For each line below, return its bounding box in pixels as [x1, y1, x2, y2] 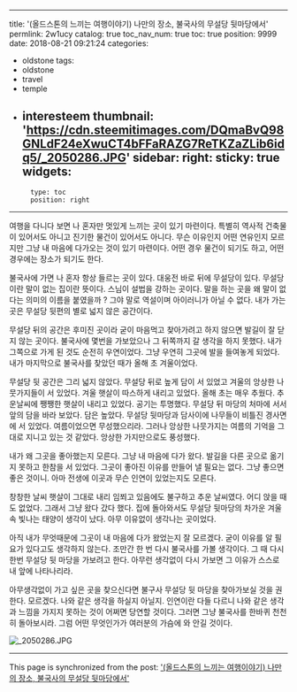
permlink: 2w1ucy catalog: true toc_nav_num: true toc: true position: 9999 [9, 28, 278, 39]
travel [21, 74, 43, 84]
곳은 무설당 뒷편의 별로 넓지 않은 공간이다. [9, 305, 153, 316]
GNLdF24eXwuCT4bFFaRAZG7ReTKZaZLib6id [21, 136, 286, 151]
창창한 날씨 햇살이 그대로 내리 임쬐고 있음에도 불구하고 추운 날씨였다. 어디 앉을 [9, 491, 278, 502]
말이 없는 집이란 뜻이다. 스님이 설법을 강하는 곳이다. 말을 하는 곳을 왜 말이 [25, 283, 278, 294]
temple [21, 83, 48, 94]
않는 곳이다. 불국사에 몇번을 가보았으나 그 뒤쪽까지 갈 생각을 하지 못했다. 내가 [18, 335, 283, 346]
